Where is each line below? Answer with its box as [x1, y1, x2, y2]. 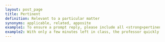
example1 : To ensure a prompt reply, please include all [5, 25, 124, 30]
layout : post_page [5, 7, 43, 12]
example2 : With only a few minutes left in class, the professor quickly [5, 29, 160, 34]
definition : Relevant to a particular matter [5, 16, 100, 21]
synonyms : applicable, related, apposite [5, 20, 91, 26]
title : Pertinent [5, 12, 41, 16]
